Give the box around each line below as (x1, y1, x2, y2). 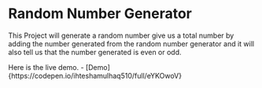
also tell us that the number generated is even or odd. (8, 47, 183, 57)
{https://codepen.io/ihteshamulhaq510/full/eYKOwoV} (8, 71, 183, 80)
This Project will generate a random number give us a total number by (8, 31, 234, 40)
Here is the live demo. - (8, 62, 84, 71)
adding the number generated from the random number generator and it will (8, 38, 254, 48)
